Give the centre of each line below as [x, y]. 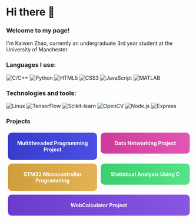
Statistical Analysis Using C [145, 174]
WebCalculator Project [99, 205]
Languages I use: [31, 65]
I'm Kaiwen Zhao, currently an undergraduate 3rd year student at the [89, 43]
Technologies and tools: [41, 93]
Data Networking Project [145, 143]
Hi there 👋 [30, 12]
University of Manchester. [37, 50]
